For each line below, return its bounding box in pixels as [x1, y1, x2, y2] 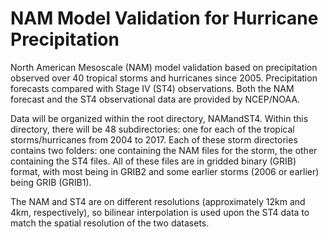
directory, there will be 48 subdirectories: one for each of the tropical [10, 123, 295, 135]
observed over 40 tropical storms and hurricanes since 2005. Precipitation [10, 72, 318, 84]
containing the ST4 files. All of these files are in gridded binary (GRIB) [10, 155, 297, 167]
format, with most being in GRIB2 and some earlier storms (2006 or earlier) [10, 165, 320, 177]
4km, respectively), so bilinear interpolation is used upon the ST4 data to [10, 206, 310, 218]
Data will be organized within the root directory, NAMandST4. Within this [10, 112, 309, 124]
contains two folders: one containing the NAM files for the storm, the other [10, 144, 318, 156]
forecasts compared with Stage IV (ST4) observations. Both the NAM [10, 82, 295, 94]
